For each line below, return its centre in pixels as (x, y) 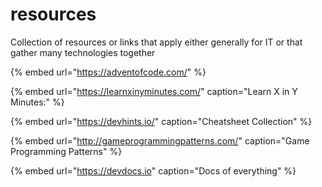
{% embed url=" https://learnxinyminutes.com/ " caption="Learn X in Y (154, 91)
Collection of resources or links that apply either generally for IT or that (156, 42)
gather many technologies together (83, 52)
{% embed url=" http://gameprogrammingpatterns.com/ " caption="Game (160, 140)
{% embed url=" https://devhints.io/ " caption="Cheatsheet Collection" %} (161, 121)
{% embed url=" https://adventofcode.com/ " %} (108, 72)
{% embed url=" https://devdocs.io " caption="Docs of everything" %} (153, 170)
